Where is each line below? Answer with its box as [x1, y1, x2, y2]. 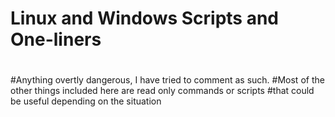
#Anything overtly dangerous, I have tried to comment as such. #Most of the [10, 74, 325, 86]
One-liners [10, 28, 102, 51]
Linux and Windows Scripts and [10, 7, 280, 30]
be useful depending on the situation [10, 95, 162, 107]
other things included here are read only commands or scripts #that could [10, 85, 315, 97]
